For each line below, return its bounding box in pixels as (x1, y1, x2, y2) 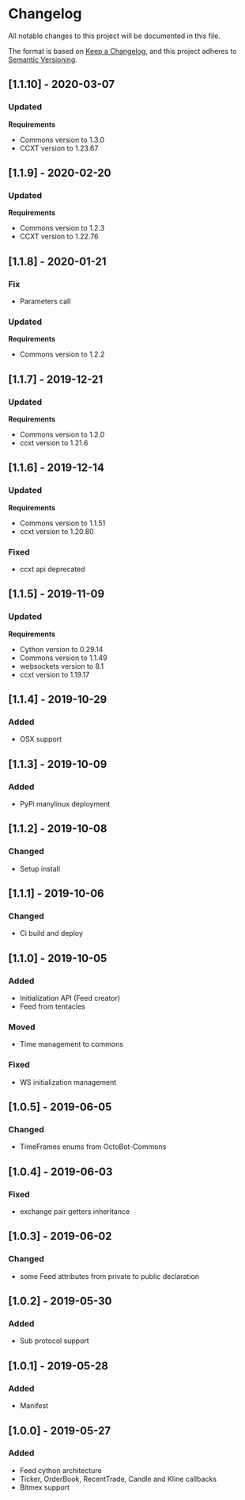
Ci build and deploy (19, 929, 83, 938)
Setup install (19, 864, 61, 873)
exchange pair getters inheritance (19, 1207, 130, 1216)
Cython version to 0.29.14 (19, 644, 104, 654)
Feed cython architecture (19, 1465, 102, 1475)
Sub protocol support (19, 1336, 89, 1345)
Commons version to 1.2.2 (19, 349, 105, 359)
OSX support (19, 735, 62, 744)
